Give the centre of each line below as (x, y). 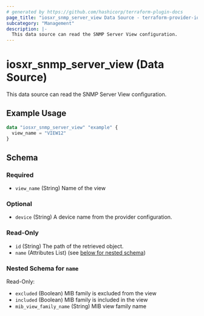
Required (20, 175)
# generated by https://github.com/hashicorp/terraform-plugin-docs (95, 12)
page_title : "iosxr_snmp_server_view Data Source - (73, 18)
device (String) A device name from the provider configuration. (93, 217)
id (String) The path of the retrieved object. (69, 246)
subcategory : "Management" (40, 23)
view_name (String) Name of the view (60, 188)
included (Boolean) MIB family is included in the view (81, 300)
